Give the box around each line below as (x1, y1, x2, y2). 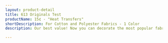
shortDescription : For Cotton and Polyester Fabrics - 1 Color (5, 21, 140, 26)
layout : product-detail (5, 7, 55, 12)
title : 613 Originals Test (5, 12, 61, 17)
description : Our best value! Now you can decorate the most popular (5, 26, 153, 31)
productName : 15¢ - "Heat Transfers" (5, 16, 84, 21)
